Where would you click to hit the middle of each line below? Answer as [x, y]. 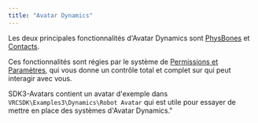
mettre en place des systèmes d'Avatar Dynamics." [90, 110]
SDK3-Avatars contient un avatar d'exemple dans [88, 93]
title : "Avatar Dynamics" [50, 15]
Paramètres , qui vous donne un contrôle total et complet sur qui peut [120, 70]
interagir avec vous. [40, 78]
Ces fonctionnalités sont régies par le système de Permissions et [113, 61]
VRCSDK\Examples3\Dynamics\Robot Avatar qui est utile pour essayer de [122, 102]
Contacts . [24, 46]
